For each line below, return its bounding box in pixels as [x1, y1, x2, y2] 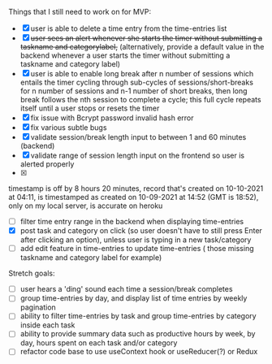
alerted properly [19, 159, 75, 169]
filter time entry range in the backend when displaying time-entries [19, 217, 244, 226]
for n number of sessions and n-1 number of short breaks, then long [19, 86, 248, 96]
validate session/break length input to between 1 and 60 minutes [30, 132, 247, 141]
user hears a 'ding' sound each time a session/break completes [19, 284, 233, 294]
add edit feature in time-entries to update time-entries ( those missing [19, 244, 254, 253]
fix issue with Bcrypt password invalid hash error [30, 113, 194, 123]
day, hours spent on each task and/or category [19, 338, 178, 348]
